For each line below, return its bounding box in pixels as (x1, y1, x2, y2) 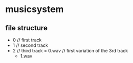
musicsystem (5, 4, 64, 15)
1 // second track (12, 42, 48, 48)
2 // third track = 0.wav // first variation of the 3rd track (12, 48, 128, 53)
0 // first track (12, 37, 42, 43)
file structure (5, 24, 48, 32)
